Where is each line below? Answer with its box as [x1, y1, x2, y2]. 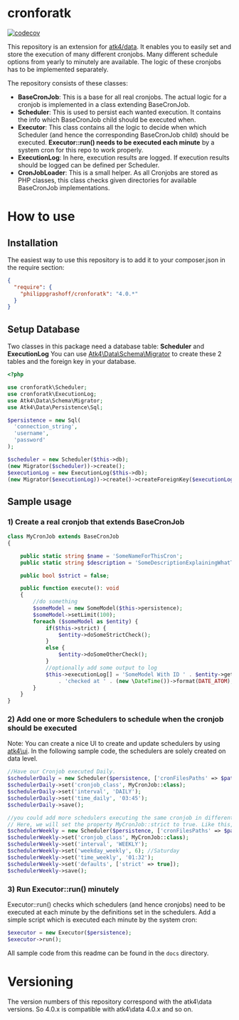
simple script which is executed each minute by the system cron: [7, 915, 198, 924]
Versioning [7, 974, 73, 989]
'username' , [14, 430, 50, 437]
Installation [7, 236, 58, 249]
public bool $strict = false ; [20, 572, 110, 579]
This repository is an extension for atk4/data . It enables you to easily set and [7, 42, 232, 51]
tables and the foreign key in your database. [7, 358, 137, 366]
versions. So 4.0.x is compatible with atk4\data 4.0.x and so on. [7, 1004, 193, 1013]
